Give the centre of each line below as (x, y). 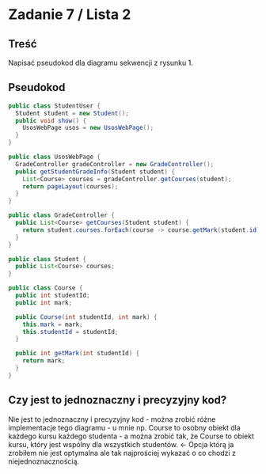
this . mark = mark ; (53, 324)
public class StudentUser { (55, 106)
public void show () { (51, 120)
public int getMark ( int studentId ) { (78, 354)
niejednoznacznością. (44, 461)
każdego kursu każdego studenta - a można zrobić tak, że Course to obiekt (131, 436)
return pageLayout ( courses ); (70, 186)
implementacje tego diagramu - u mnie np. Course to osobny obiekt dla (125, 427)
